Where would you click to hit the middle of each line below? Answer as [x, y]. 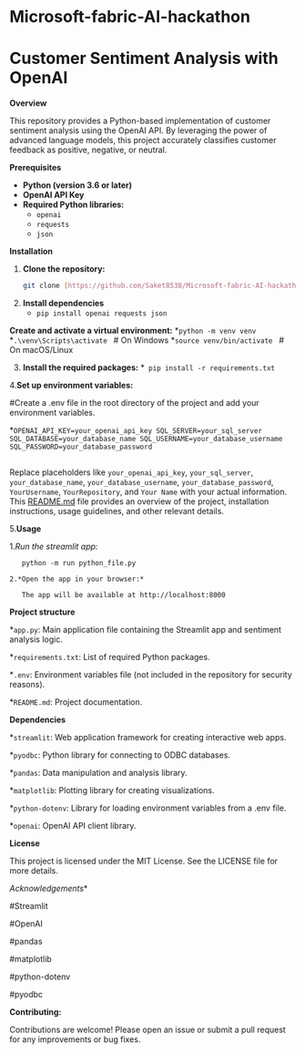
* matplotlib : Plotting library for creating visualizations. [112, 790]
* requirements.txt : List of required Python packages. [110, 657]
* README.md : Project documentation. [76, 702]
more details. [34, 871]
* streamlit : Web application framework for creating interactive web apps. [148, 738]
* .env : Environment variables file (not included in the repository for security [151, 675]
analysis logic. [36, 639]
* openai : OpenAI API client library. [73, 826]
